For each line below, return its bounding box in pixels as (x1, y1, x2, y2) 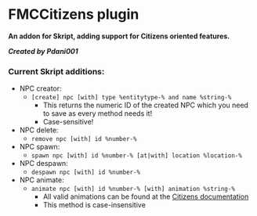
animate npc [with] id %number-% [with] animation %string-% (31, 185, 235, 193)
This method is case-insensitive (42, 200, 147, 210)
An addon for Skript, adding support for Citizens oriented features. (8, 31, 230, 41)
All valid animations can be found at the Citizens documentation (42, 192, 249, 201)
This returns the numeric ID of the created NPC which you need (42, 100, 249, 110)
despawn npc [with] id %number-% (31, 168, 141, 177)
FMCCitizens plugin (8, 5, 139, 23)
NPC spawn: (19, 142, 60, 152)
